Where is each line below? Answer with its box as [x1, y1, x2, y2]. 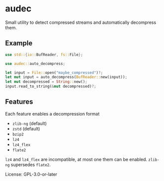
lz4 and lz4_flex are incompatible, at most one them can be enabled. [5, 156, 148, 162]
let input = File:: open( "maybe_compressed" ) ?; [5, 70, 103, 75]
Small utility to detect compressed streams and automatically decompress [5, 19, 157, 25]
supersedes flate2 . [10, 162, 51, 168]
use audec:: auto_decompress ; [5, 61, 65, 66]
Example [5, 39, 33, 48]
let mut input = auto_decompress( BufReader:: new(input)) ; [5, 75, 127, 80]
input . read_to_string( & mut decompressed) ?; [5, 84, 97, 89]
